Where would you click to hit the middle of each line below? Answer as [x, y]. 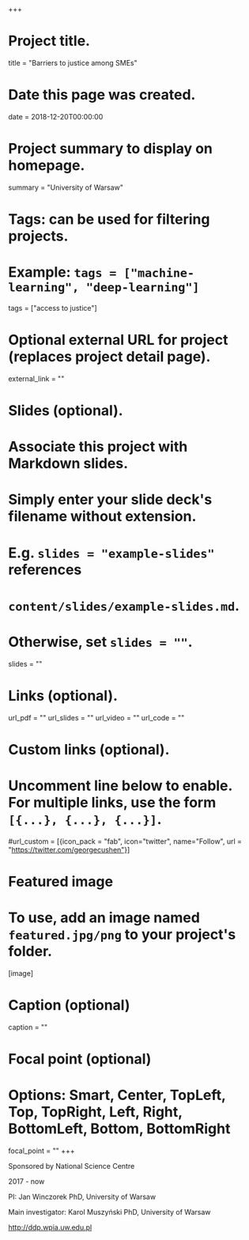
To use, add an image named [104, 918]
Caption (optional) [69, 1006]
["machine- [159, 273]
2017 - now [26, 1181]
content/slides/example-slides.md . [124, 605]
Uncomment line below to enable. [121, 786]
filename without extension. [102, 517]
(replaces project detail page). [109, 357]
